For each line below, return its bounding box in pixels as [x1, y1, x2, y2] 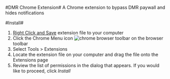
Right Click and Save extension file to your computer [12, 30, 124, 35]
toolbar [12, 41, 28, 47]
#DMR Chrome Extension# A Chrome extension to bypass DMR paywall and [5, 5, 165, 10]
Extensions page [12, 57, 49, 63]
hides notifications [5, 10, 45, 16]
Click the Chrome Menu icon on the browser [12, 35, 164, 41]
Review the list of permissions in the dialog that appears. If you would [12, 63, 160, 68]
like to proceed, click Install [12, 68, 71, 74]
